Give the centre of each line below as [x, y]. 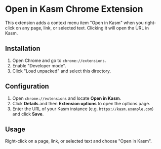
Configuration [27, 86]
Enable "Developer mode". [39, 65]
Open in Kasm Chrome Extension [74, 9]
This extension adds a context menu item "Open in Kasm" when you [75, 23]
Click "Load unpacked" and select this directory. [61, 71]
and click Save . [28, 114]
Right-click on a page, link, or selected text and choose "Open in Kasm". [79, 141]
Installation [23, 48]
